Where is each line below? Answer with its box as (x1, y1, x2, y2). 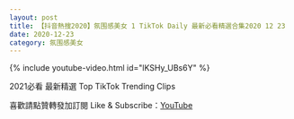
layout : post (9, 13, 58, 22)
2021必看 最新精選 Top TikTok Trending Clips (9, 81, 176, 92)
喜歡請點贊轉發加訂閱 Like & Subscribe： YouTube (9, 100, 193, 111)
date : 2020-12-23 (9, 30, 75, 38)
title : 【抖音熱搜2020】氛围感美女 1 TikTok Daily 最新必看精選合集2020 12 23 (9, 21, 286, 30)
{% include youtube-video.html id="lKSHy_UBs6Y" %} (9, 63, 210, 73)
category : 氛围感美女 (9, 38, 84, 47)
